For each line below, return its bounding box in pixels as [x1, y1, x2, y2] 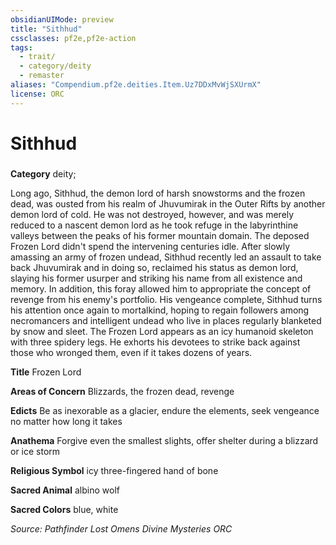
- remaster [19, 71, 65, 81]
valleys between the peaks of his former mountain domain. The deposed [10, 229, 310, 241]
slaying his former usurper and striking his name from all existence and [10, 272, 303, 284]
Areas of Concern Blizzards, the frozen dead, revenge [10, 385, 235, 397]
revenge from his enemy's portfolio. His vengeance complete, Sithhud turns [10, 293, 323, 305]
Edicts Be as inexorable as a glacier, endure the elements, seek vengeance [10, 404, 320, 416]
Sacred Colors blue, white [10, 503, 119, 515]
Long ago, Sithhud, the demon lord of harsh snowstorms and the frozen [10, 187, 306, 199]
